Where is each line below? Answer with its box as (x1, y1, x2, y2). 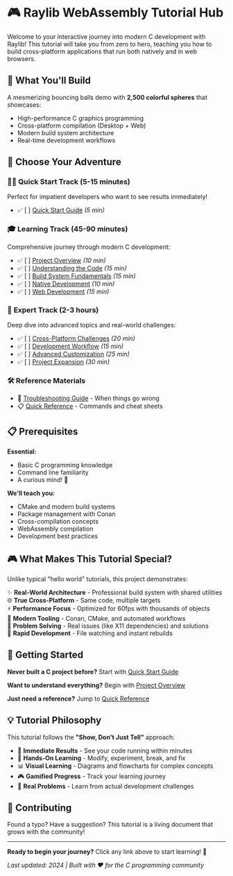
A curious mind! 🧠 (17, 476, 69, 484)
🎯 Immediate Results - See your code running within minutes (17, 746, 193, 755)
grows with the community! (7, 827, 85, 836)
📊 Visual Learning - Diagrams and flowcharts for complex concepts (17, 762, 214, 770)
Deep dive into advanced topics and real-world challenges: (7, 321, 176, 329)
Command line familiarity (17, 468, 89, 476)
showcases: (7, 101, 42, 109)
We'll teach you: (7, 489, 55, 497)
